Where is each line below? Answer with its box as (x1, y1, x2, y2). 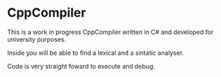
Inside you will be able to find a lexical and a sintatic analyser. (7, 49, 184, 57)
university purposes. (7, 35, 66, 43)
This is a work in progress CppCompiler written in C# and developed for (7, 28, 214, 36)
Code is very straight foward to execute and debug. (7, 62, 155, 70)
